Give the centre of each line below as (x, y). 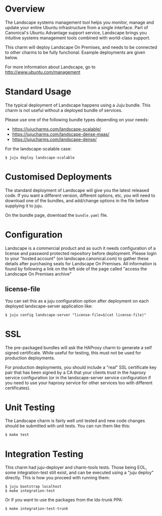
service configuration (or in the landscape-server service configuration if (78, 377)
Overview (25, 9)
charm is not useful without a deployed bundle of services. (64, 110)
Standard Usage (38, 92)
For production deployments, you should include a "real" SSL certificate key (81, 367)
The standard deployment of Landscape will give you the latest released (77, 190)
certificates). (18, 388)
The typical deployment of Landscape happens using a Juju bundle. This (78, 105)
